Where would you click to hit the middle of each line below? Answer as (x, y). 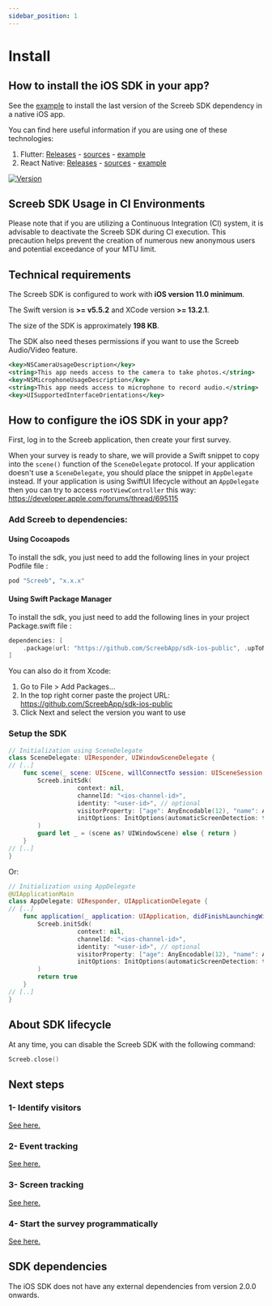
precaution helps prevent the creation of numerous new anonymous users (132, 241)
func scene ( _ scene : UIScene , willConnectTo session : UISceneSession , (144, 773)
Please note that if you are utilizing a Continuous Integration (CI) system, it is (136, 223)
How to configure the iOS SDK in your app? (119, 421)
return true (58, 977)
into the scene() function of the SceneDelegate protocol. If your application (132, 464)
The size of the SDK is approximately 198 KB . (84, 326)
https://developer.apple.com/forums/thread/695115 (93, 499)
